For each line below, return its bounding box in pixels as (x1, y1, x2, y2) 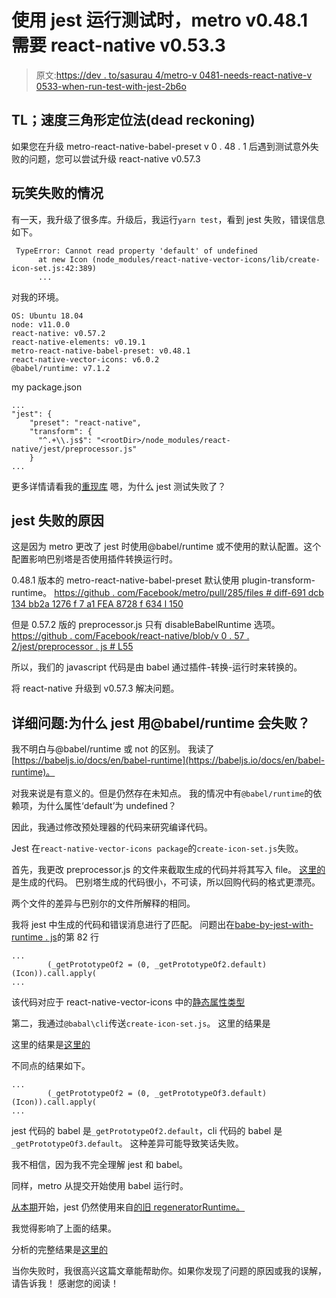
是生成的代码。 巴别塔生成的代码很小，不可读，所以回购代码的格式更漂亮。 (11, 876, 321, 888)
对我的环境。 (11, 291, 64, 303)
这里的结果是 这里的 (11, 1039, 91, 1051)
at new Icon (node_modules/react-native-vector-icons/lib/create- (37, 254, 321, 265)
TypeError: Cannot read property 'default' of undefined (15, 246, 258, 256)
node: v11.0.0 (11, 319, 71, 330)
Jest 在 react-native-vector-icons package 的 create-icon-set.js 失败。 (11, 842, 304, 855)
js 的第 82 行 (50, 931, 99, 943)
